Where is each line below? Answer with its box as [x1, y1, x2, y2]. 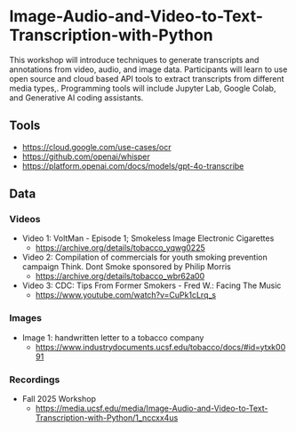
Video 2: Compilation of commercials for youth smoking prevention [21, 252, 268, 263]
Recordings [9, 373, 60, 386]
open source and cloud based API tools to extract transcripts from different [9, 73, 284, 84]
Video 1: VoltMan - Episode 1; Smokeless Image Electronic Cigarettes [21, 233, 275, 244]
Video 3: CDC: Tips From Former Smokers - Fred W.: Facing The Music [21, 280, 282, 291]
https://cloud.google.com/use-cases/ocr [21, 141, 172, 152]
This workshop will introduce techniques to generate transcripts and [9, 54, 260, 65]
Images [9, 312, 43, 324]
